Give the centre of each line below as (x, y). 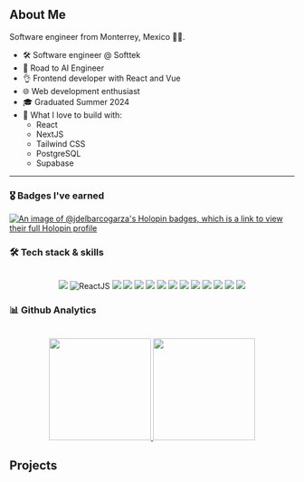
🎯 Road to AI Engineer (63, 68)
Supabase (55, 163)
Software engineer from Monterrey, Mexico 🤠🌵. (97, 36)
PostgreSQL (58, 153)
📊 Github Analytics (53, 310)
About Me (38, 15)
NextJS (50, 134)
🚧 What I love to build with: (72, 115)
